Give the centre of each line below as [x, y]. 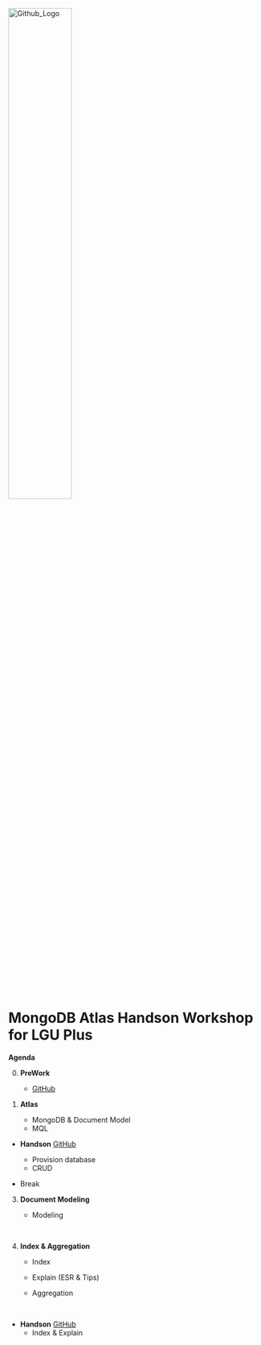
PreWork [35, 1073]
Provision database [64, 1159]
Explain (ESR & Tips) [65, 1277]
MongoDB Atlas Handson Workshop [131, 1018]
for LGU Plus [51, 1035]
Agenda [22, 1057]
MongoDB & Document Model [81, 1119]
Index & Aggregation [55, 1246]
